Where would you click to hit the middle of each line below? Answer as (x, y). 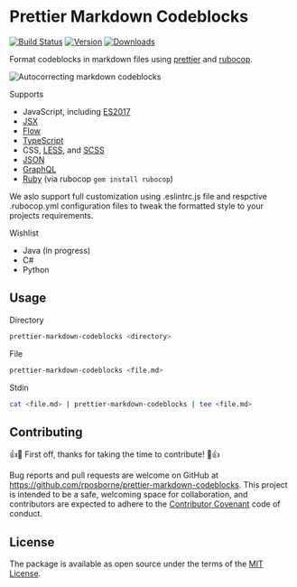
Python (36, 269)
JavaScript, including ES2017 (76, 111)
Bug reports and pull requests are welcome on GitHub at (114, 475)
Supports (27, 94)
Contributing (46, 432)
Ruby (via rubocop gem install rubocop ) (97, 179)
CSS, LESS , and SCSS (64, 150)
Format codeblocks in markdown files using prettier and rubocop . (131, 59)
